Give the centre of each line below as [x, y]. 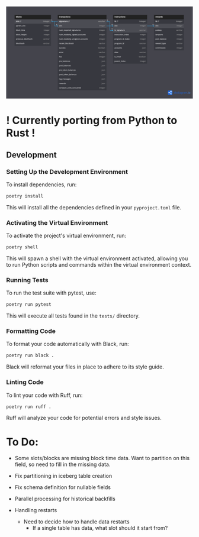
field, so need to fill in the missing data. [62, 464]
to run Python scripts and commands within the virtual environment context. [99, 264]
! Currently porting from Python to [92, 120]
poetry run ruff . [29, 407]
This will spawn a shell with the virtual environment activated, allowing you [97, 258]
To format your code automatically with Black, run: [68, 344]
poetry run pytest [29, 305]
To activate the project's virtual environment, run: [66, 236]
